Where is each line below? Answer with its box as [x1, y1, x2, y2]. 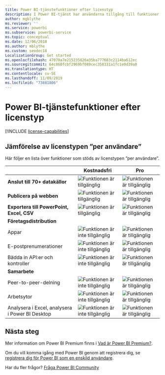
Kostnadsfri [83, 167, 112, 174]
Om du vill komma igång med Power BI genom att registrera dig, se [5, 350, 140, 356]
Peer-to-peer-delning [7, 279, 60, 286]
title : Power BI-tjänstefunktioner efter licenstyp [5, 7, 113, 12]
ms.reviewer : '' [5, 21, 38, 26]
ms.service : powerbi [5, 26, 48, 30]
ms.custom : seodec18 [5, 48, 48, 53]
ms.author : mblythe [5, 44, 45, 49]
